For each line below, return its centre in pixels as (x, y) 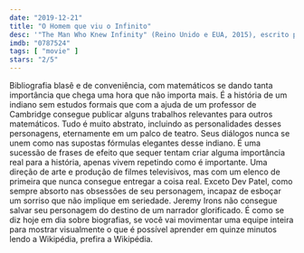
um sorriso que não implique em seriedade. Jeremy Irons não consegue (143, 201)
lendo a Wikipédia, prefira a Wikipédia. (81, 239)
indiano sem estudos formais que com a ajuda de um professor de (133, 104)
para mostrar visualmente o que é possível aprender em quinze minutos (143, 230)
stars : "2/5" (34, 60)
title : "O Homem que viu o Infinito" (81, 26)
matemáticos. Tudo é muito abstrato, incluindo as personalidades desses (146, 124)
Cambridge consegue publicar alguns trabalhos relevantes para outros (141, 114)
